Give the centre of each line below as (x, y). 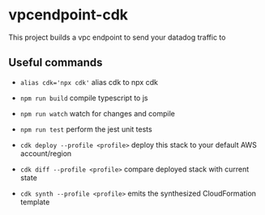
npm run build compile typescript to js (84, 98)
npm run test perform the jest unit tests (86, 129)
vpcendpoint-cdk (68, 15)
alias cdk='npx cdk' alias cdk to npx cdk (89, 82)
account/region (46, 153)
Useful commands (56, 63)
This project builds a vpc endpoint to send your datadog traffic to (117, 37)
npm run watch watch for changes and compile (98, 113)
